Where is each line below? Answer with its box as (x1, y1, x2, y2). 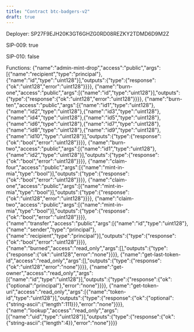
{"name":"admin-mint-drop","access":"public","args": (32, 64, 161, 71)
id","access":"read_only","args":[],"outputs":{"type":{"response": (6, 257, 162, 264)
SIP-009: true (6, 42, 39, 49)
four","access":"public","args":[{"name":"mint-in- (6, 163, 124, 170)
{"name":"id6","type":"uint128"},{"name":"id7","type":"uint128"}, (6, 120, 161, 127)
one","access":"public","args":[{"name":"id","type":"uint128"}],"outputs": (6, 89, 181, 96)
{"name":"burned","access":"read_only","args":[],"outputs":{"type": (6, 244, 168, 252)
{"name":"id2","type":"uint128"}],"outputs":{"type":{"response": (6, 151, 160, 158)
